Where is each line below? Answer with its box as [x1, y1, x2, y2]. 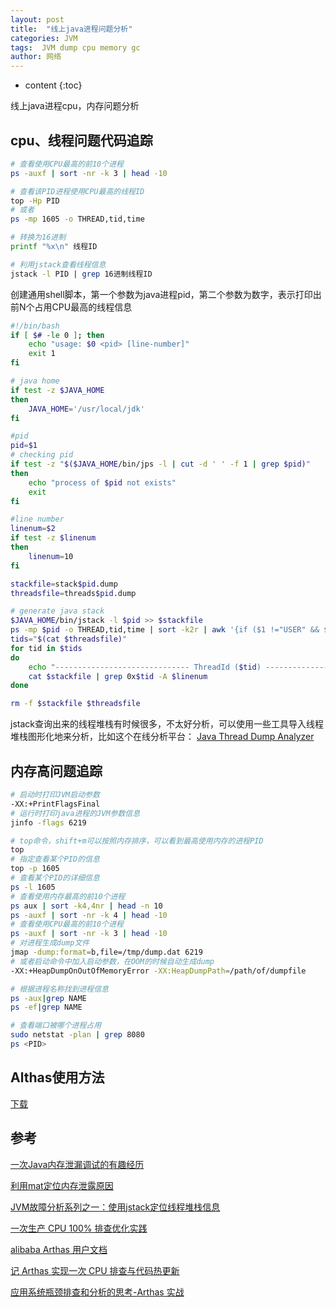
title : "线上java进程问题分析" [10, 24, 133, 34]
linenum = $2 [10, 524, 56, 534]
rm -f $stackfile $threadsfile [10, 699, 141, 709]
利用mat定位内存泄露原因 [10, 1179, 114, 1191]
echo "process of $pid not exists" [28, 477, 177, 488]
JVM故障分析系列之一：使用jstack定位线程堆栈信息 [10, 1201, 221, 1213]
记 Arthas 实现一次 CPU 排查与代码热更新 [10, 1264, 180, 1276]
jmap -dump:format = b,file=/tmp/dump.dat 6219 [10, 947, 203, 957]
